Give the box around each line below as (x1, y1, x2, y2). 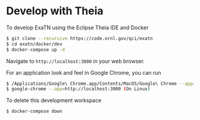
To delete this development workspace (6, 97, 102, 104)
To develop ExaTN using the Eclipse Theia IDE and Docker (6, 24, 149, 31)
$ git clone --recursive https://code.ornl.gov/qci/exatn (6, 35, 153, 41)
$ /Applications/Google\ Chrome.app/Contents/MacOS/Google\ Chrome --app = (6, 81, 196, 87)
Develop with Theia (6, 4, 104, 18)
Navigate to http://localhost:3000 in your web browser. (6, 57, 145, 64)
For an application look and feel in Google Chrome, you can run (6, 69, 162, 76)
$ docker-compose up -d (6, 47, 65, 53)
